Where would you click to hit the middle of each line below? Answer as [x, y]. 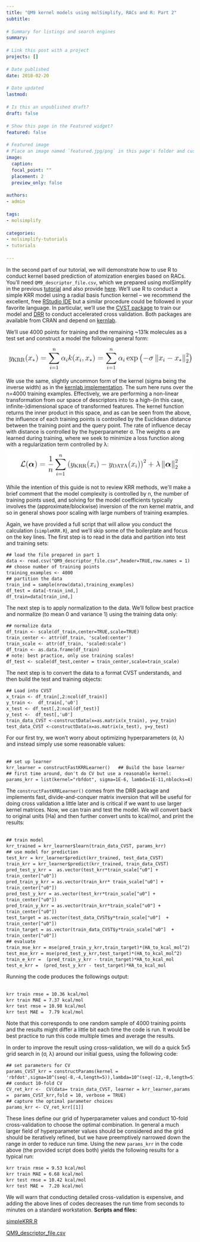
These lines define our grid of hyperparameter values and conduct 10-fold [97, 1118]
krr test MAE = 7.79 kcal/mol [45, 1012]
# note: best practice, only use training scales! [70, 656]
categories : [21, 233]
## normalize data [29, 626]
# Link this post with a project [48, 51]
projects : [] [22, 57]
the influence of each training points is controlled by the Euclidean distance [99, 419]
